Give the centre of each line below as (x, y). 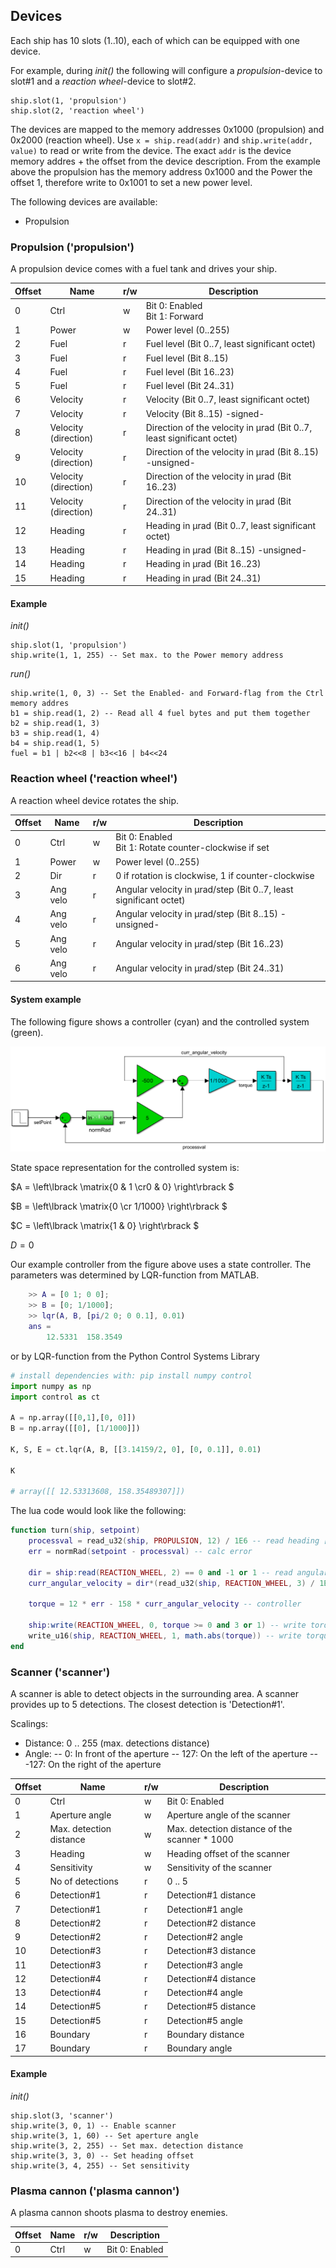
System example (46, 999)
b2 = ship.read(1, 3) (55, 724)
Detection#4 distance (211, 1978)
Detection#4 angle (205, 1993)
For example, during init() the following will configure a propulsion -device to (166, 70)
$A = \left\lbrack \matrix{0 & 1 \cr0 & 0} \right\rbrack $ (122, 1187)
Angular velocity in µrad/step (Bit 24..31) (200, 968)
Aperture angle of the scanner (228, 1815)
